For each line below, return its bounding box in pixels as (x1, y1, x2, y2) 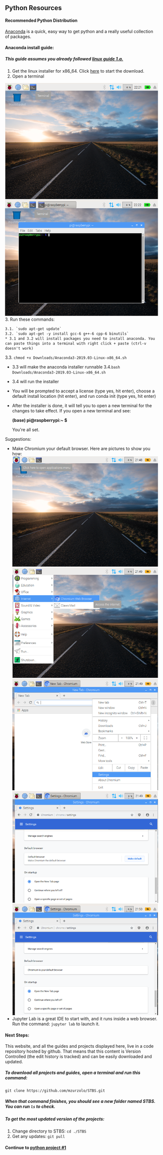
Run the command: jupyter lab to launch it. (12, 1021, 100, 1027)
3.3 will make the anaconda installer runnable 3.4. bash (12, 364, 120, 370)
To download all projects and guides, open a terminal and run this (5, 1070, 141, 1076)
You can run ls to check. (5, 1104, 56, 1110)
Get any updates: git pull (12, 1133, 65, 1139)
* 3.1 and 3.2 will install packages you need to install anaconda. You (5, 336, 155, 341)
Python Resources (5, 4, 62, 12)
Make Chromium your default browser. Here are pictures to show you (12, 446, 150, 451)
